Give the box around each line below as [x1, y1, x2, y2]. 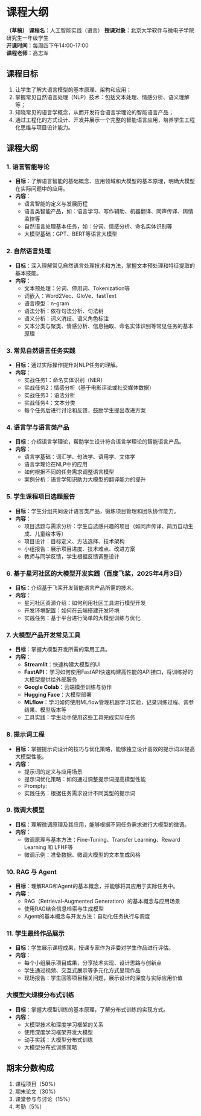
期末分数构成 [6, 1063, 54, 1073]
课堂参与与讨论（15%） [14, 1095, 74, 1103]
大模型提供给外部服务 [24, 676, 77, 683]
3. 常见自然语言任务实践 [6, 346, 75, 355]
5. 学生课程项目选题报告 [6, 492, 75, 501]
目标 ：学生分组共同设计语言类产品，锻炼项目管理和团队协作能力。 [14, 507, 179, 514]
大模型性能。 [14, 753, 47, 760]
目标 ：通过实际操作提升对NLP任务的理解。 [14, 361, 121, 369]
